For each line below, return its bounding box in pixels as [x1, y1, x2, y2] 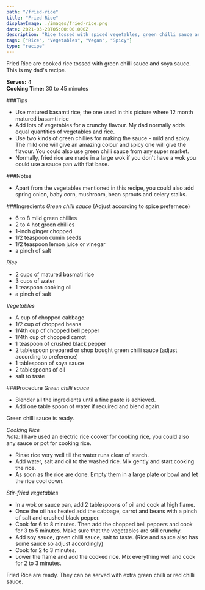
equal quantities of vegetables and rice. [15, 128, 115, 135]
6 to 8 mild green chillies [15, 214, 77, 222]
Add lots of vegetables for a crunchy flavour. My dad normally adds [15, 121, 185, 129]
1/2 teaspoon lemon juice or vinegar [15, 240, 106, 248]
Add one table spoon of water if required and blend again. [15, 402, 161, 410]
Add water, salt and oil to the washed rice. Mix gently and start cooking [15, 457, 195, 465]
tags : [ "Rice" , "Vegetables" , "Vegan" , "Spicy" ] [6, 37, 132, 43]
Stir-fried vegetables [6, 489, 59, 496]
